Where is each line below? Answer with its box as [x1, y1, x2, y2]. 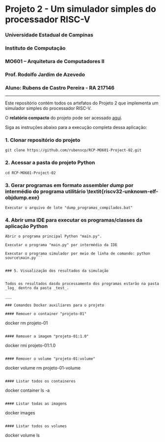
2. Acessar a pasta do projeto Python [5, 159, 95, 166]
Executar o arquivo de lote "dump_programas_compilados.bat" [5, 205, 133, 210]
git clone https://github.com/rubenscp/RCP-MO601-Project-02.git [5, 148, 141, 153]
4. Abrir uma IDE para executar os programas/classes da [5, 217, 142, 223]
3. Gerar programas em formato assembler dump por [5, 182, 134, 189]
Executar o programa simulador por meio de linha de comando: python [5, 251, 151, 256]
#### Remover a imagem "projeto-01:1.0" [5, 334, 89, 339]
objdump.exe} [5, 194, 40, 201]
